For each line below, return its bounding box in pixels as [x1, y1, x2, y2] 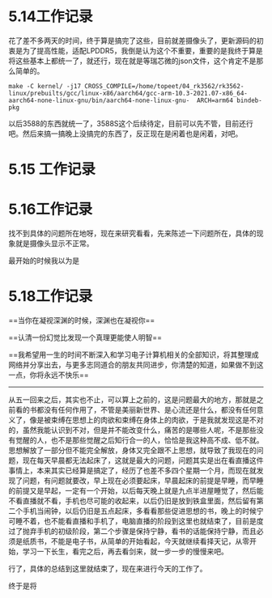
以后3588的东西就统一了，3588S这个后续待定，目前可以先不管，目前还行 [8, 118, 253, 128]
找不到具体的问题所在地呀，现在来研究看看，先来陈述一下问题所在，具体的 [8, 228, 257, 239]
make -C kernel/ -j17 [8, 82, 82, 90]
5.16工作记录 [8, 200, 93, 218]
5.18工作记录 [8, 287, 93, 306]
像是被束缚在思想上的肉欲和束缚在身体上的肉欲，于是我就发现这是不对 [29, 415, 264, 425]
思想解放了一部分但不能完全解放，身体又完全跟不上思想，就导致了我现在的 [8, 446, 257, 455]
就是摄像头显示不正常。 [15, 239, 94, 248]
